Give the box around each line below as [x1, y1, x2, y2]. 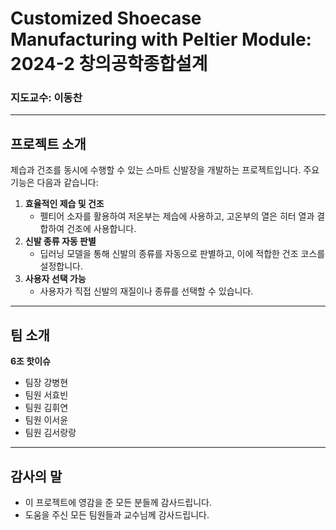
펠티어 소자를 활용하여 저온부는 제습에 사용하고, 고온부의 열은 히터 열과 [39, 210, 315, 222]
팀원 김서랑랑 [24, 427, 77, 439]
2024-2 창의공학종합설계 [10, 53, 208, 76]
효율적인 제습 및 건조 [24, 198, 105, 210]
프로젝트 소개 [10, 135, 87, 152]
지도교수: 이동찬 [10, 91, 83, 105]
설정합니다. [39, 260, 84, 272]
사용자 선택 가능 [24, 273, 87, 285]
